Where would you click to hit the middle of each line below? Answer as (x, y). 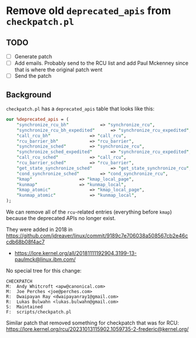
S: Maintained (24, 307)
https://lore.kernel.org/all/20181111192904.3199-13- (76, 253)
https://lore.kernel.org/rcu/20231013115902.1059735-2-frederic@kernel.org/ (97, 329)
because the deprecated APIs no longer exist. (61, 218)
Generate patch (33, 56)
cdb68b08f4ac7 (25, 242)
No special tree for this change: (44, 271)
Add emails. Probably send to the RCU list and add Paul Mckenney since (101, 63)
